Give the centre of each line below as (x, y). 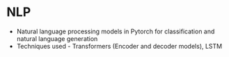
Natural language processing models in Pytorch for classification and (116, 31)
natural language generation (57, 38)
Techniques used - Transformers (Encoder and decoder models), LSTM (119, 46)
